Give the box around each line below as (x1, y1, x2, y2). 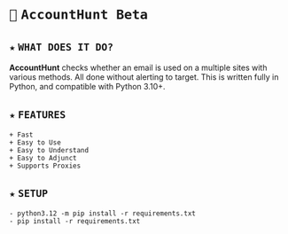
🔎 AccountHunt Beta (9, 6, 149, 23)
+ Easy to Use (9, 137, 62, 147)
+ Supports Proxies (9, 161, 82, 170)
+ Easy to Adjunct (9, 153, 77, 162)
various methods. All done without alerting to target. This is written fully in (9, 72, 279, 82)
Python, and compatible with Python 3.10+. (9, 82, 166, 91)
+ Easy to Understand (9, 145, 90, 154)
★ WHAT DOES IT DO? (9, 40, 113, 53)
